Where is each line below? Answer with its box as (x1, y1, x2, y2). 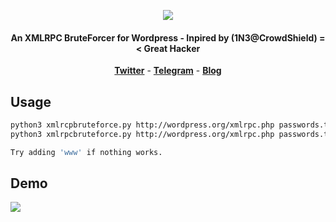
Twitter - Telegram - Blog (114, 65, 222, 77)
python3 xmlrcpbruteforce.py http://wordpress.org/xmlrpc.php (10, 120, 275, 130)
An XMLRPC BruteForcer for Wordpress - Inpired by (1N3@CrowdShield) (10, 31, 318, 44)
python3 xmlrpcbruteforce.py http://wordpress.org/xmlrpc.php (10, 129, 275, 139)
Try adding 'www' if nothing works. (10, 147, 163, 157)
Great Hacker (143, 42, 201, 54)
